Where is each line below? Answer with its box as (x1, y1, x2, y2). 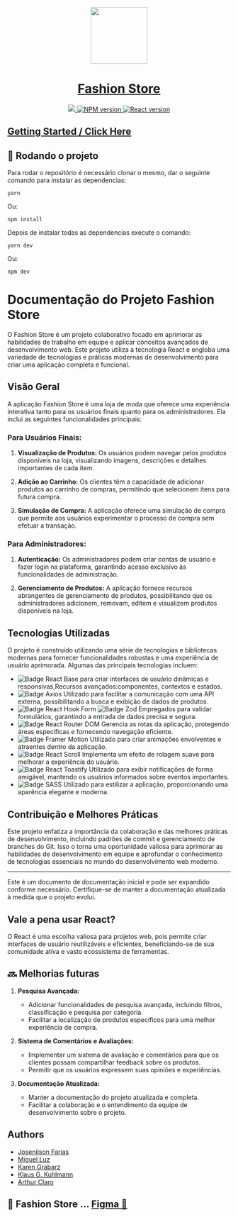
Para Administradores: (7, 539, 86, 549)
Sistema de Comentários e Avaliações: (17, 1036, 134, 1045)
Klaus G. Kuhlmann (17, 1170, 74, 1179)
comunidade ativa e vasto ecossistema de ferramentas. (7, 947, 169, 955)
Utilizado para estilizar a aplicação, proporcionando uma (63, 780, 228, 789)
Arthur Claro (17, 1177, 55, 1186)
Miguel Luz (17, 1155, 51, 1163)
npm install (7, 216, 42, 223)
